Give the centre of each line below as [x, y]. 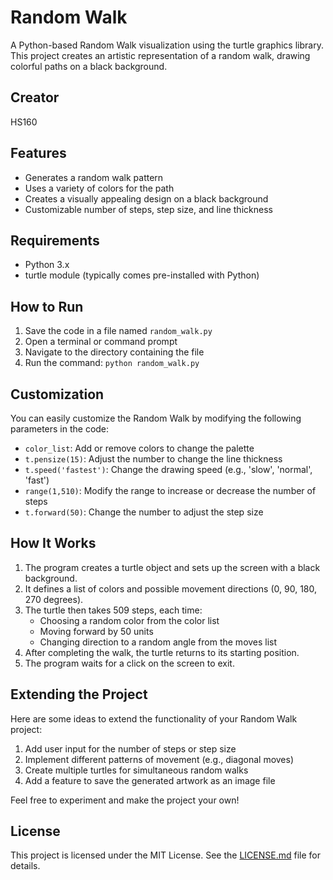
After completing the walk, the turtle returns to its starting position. [162, 652]
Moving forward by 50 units [96, 631]
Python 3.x [47, 265]
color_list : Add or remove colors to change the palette [139, 448]
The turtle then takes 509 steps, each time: [113, 610]
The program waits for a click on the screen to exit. [129, 663]
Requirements [55, 240]
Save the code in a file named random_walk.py [118, 331]
